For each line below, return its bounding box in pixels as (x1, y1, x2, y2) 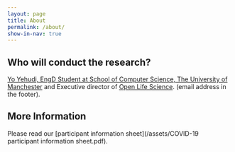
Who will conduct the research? (7, 56, 151, 68)
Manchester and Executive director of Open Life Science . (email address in (7, 83, 226, 91)
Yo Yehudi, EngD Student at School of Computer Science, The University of (7, 75, 228, 83)
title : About (7, 17, 46, 24)
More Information (7, 110, 87, 122)
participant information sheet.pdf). (7, 136, 108, 145)
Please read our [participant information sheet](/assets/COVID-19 (7, 129, 199, 138)
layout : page (7, 10, 46, 18)
